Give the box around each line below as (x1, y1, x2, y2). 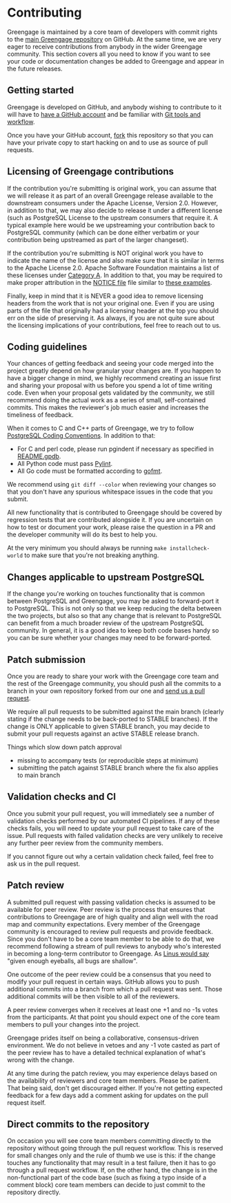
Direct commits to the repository (7, 1119, 150, 1130)
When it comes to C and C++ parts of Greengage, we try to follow (7, 424, 194, 433)
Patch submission (7, 653, 86, 665)
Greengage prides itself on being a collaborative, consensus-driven (7, 1034, 199, 1042)
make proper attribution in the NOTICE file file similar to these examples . (7, 278, 212, 286)
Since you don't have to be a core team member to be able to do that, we (7, 935, 215, 943)
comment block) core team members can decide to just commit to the (7, 1181, 205, 1189)
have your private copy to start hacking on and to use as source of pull (7, 138, 208, 147)
